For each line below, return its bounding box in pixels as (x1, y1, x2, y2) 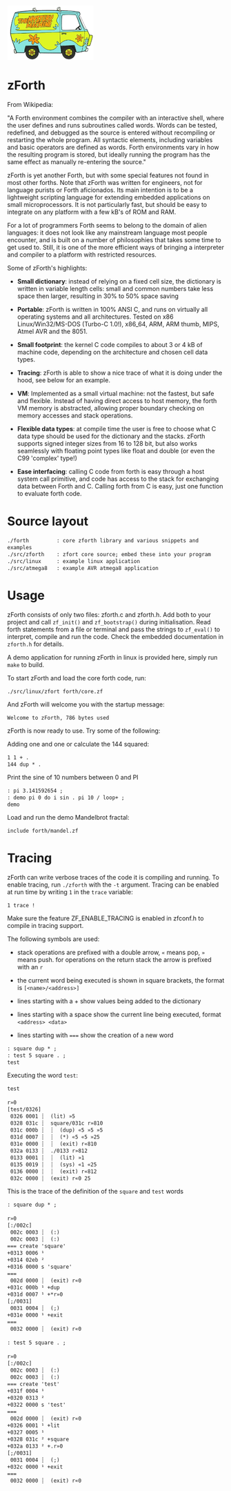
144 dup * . (7, 761, 41, 768)
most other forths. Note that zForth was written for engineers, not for (7, 178, 203, 186)
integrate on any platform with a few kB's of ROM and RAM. (7, 208, 177, 216)
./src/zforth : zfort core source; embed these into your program (7, 551, 212, 557)
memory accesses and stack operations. (17, 411, 133, 419)
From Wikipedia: (7, 100, 54, 108)
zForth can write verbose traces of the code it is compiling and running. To (7, 873, 219, 881)
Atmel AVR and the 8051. (17, 327, 88, 335)
